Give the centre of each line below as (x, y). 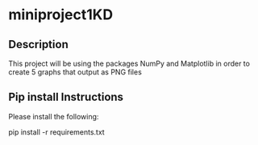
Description (38, 44)
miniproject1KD (61, 15)
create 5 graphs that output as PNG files (75, 72)
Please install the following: (54, 116)
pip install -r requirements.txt (56, 132)
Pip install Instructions (66, 97)
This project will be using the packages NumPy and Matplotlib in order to (129, 63)
